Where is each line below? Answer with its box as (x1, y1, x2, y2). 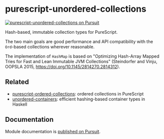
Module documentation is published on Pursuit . (5, 128, 101, 134)
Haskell (12, 101, 27, 107)
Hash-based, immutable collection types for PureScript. (5, 29, 118, 35)
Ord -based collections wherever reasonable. (5, 44, 95, 49)
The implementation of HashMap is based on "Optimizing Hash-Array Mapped (5, 53, 160, 59)
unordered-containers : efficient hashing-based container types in (12, 96, 145, 102)
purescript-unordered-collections (5, 3, 146, 15)
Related (5, 78, 29, 86)
